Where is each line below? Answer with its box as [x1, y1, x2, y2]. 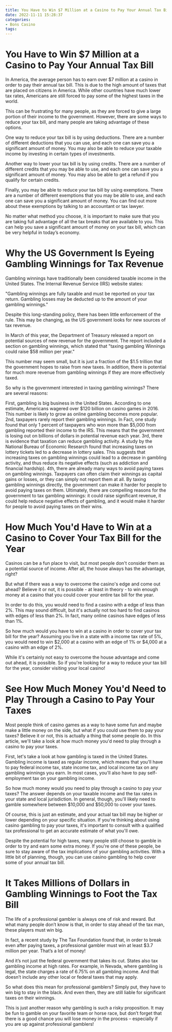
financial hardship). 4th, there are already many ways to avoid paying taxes [5, 466, 164, 471]
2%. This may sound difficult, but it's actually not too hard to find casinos [5, 607, 160, 613]
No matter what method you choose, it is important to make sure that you [5, 213, 160, 219]
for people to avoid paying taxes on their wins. [5, 503, 103, 510]
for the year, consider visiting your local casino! [5, 665, 105, 671]
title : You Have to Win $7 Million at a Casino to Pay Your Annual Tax [5, 7, 161, 13]
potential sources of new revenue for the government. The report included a [5, 338, 166, 344]
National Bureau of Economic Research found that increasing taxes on [5, 444, 154, 450]
